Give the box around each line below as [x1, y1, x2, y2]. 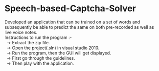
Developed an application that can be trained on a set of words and [4, 19, 140, 25]
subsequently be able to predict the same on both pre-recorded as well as [4, 24, 155, 30]
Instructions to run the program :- [4, 35, 72, 40]
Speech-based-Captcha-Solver [4, 3, 136, 14]
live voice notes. [4, 29, 38, 35]
